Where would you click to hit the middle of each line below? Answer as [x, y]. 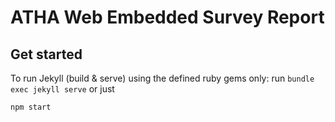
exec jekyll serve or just [62, 89]
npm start [31, 107]
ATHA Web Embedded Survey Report [167, 17]
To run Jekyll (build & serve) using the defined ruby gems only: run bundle [162, 78]
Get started [46, 54]
